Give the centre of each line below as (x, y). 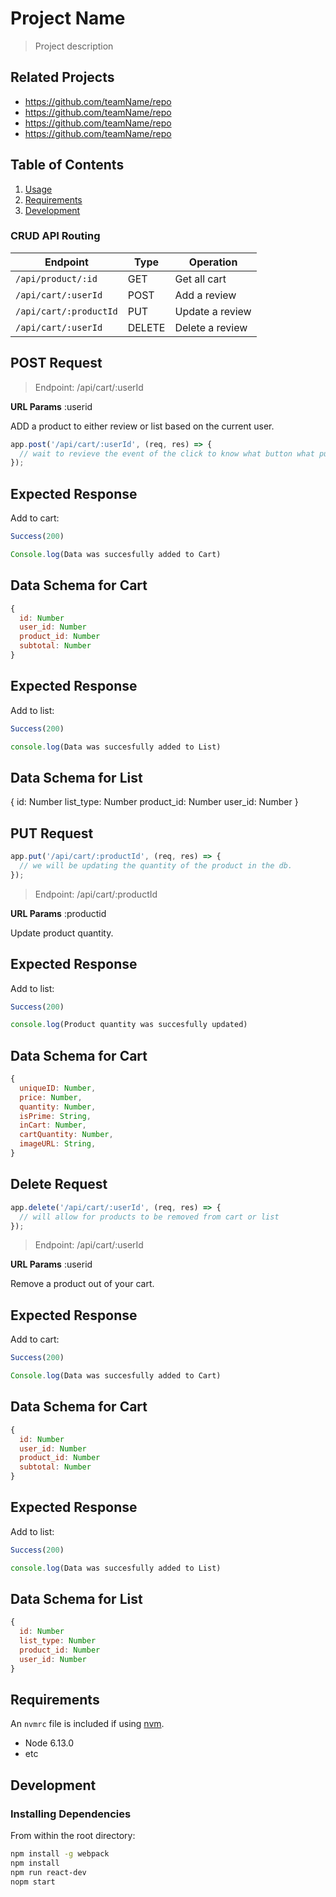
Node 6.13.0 (49, 1743)
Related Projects (62, 77)
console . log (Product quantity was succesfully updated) (129, 1025)
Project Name (68, 18)
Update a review (213, 311)
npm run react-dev (48, 1872)
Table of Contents (67, 165)
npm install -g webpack (60, 1854)
